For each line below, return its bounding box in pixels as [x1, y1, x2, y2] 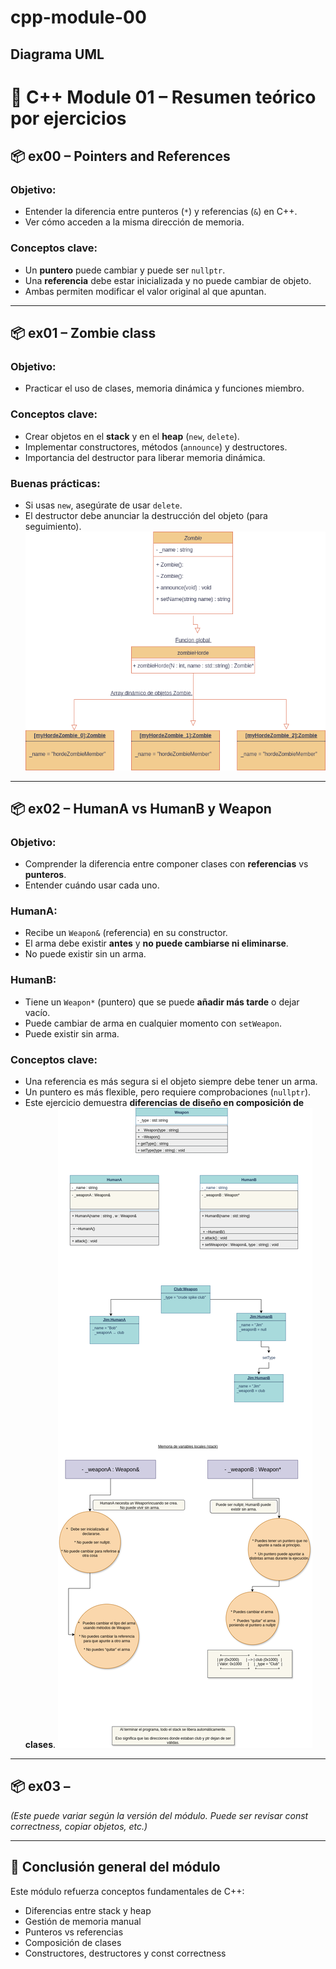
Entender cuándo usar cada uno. [24, 879, 160, 891]
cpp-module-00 [10, 6, 147, 29]
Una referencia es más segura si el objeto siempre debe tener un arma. [24, 1076, 318, 1088]
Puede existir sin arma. [24, 1027, 120, 1040]
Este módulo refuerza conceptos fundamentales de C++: [10, 1885, 245, 1897]
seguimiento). [24, 521, 82, 533]
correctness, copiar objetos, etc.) [10, 1820, 148, 1832]
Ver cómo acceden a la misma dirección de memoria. [24, 216, 245, 228]
